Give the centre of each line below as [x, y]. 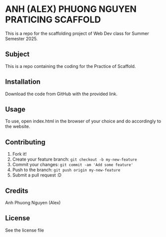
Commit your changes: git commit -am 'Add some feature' [73, 165]
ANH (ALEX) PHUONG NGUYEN [71, 9]
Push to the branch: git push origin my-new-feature [66, 170]
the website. [18, 126]
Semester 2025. [22, 39]
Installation [23, 82]
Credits [17, 191]
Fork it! [20, 154]
